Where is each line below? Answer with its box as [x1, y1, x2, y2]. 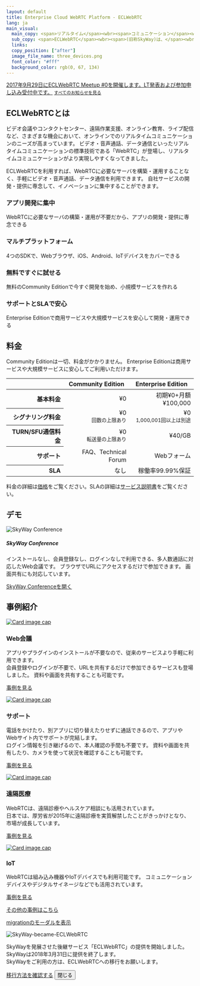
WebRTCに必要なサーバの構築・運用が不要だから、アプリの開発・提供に [6, 213, 185, 221]
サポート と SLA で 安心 [6, 300, 67, 308]
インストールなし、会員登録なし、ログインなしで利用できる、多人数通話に [6, 555, 189, 562]
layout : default [6, 8, 46, 15]
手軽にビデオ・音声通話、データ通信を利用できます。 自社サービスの [16, 175, 185, 182]
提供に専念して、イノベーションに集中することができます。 [16, 183, 162, 190]
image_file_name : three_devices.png [11, 53, 102, 59]
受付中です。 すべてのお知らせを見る [21, 89, 102, 96]
